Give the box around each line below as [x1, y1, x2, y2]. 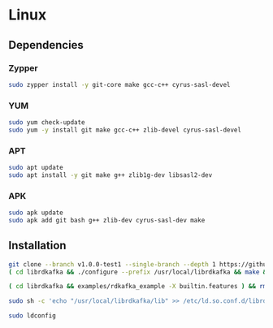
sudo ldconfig [8, 312, 57, 320]
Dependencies [8, 38, 84, 52]
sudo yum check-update [8, 119, 85, 127]
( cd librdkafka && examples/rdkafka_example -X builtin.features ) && [8, 283, 256, 291]
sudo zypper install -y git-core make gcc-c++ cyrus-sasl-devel [8, 80, 231, 88]
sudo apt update [8, 164, 63, 172]
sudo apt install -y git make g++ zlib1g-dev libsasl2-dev [8, 170, 213, 179]
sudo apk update [8, 209, 63, 217]
